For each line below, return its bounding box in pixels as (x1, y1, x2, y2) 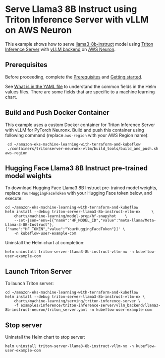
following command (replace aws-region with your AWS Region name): (5, 132, 149, 138)
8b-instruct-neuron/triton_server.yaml (5, 307, 88, 312)
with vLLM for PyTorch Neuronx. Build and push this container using (5, 127, 145, 133)
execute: (5, 195, 23, 202)
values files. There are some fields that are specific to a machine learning (5, 88, 155, 95)
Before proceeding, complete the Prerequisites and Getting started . (5, 73, 143, 80)
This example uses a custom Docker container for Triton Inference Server (5, 122, 155, 128)
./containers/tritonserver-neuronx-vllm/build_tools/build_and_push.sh (7, 146, 159, 151)
